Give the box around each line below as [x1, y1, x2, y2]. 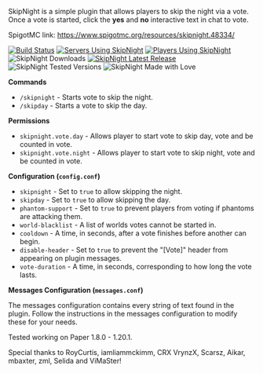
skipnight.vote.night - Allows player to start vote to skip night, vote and [19, 148, 255, 157]
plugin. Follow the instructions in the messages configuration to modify [8, 309, 238, 318]
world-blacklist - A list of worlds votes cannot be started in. [19, 220, 217, 229]
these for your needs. [8, 317, 78, 327]
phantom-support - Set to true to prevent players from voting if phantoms [19, 203, 254, 213]
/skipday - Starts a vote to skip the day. [19, 101, 148, 110]
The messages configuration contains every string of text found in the [8, 301, 235, 309]
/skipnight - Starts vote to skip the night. [19, 93, 153, 101]
